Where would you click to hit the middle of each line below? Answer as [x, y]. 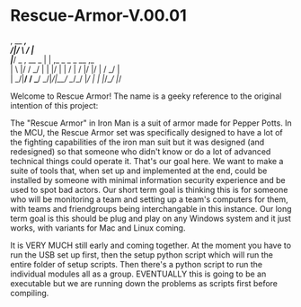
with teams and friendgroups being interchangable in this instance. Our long [151, 208]
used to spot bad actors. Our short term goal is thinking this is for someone [149, 189]
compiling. [30, 293]
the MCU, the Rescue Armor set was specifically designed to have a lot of [147, 132]
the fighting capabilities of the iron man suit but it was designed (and [137, 142]
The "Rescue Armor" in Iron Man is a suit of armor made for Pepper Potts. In [151, 123]
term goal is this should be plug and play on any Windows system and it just [150, 218]
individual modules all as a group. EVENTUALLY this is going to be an [138, 274]
